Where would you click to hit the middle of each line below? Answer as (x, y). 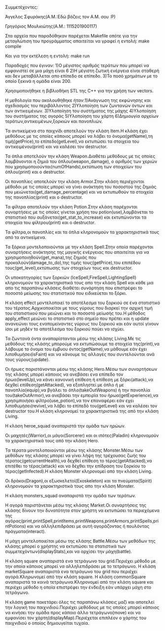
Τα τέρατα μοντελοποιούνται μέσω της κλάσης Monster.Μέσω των (74, 450)
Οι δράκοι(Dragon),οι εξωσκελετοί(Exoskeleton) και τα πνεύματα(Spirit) (79, 481)
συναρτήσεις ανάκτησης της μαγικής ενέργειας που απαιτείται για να (77, 252)
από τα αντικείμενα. (26, 237)
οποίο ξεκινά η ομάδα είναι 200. (38, 81)
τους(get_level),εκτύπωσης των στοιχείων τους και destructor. (69, 268)
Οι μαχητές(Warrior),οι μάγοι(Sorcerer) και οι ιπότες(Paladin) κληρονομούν (82, 435)
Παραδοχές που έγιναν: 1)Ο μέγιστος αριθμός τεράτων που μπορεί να (77, 65)
